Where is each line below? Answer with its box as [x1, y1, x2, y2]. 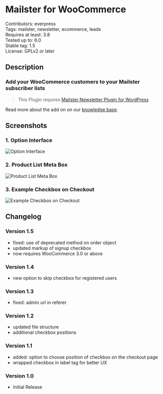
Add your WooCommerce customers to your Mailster [5, 78, 140, 85]
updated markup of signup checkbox [12, 245, 92, 251]
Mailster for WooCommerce [5, 4, 126, 15]
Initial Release [12, 384, 43, 390]
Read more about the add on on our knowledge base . [5, 106, 118, 113]
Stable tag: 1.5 [5, 42, 35, 48]
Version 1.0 [5, 372, 34, 379]
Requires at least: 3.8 [5, 31, 50, 38]
